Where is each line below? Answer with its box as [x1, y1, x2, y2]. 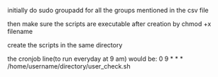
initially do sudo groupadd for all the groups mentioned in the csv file [7, 6, 209, 14]
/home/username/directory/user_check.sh [7, 62, 131, 70]
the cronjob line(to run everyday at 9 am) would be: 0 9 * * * [7, 54, 183, 63]
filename [7, 28, 33, 35]
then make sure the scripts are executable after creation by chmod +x [7, 20, 212, 28]
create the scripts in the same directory [7, 41, 123, 49]
